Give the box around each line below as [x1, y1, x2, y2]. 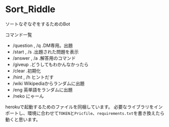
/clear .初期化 [12, 67, 41, 74]
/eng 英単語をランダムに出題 [12, 87, 73, 93]
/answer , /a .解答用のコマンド [12, 55, 76, 61]
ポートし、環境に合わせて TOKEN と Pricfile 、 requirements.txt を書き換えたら [5, 110, 165, 116]
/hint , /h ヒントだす [12, 74, 54, 80]
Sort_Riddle [5, 4, 56, 15]
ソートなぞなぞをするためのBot [5, 21, 71, 27]
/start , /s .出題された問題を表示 [12, 49, 79, 55]
